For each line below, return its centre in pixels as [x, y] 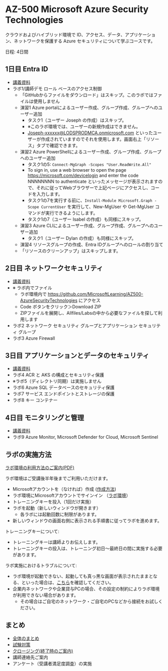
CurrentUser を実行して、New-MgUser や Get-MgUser [98, 207]
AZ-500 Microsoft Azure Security [77, 9]
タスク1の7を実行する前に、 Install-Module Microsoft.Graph [90, 200]
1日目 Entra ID [27, 69]
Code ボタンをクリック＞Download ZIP [61, 306]
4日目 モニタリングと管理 [45, 418]
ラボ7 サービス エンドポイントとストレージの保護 [63, 394]
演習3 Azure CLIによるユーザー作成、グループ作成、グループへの [87, 225]
